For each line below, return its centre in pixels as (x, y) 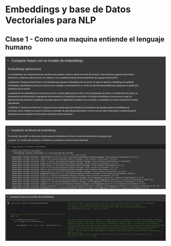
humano (19, 47)
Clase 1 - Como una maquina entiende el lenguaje (85, 39)
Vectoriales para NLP (51, 20)
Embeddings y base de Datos (68, 9)
